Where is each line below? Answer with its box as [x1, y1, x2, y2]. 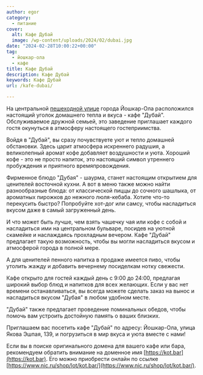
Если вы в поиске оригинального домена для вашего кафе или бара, [6, 343, 186, 349]
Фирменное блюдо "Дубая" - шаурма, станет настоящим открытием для [6, 174, 197, 181]
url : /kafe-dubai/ [6, 83, 53, 89]
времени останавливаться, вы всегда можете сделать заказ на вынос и [6, 288, 195, 294]
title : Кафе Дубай [6, 65, 53, 72]
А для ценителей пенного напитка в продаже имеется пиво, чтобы [6, 256, 181, 263]
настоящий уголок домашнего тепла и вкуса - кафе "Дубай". [6, 111, 165, 118]
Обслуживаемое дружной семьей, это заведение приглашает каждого [6, 118, 193, 125]
